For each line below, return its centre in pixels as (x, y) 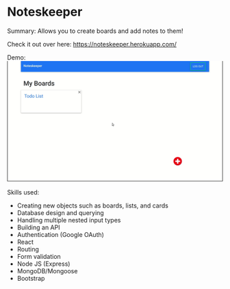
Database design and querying (60, 212)
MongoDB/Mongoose (47, 271)
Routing (28, 249)
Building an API (38, 227)
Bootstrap (31, 278)
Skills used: (23, 192)
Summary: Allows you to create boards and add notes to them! (95, 31)
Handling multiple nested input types (69, 220)
